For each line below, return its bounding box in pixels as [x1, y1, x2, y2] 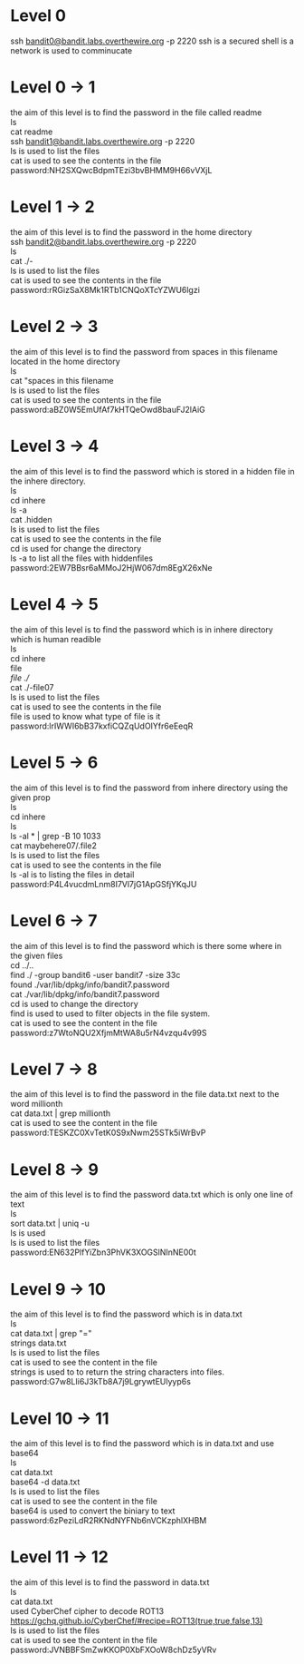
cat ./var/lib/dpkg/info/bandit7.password [10, 988, 160, 999]
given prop [10, 791, 51, 803]
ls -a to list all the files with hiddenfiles [10, 553, 153, 563]
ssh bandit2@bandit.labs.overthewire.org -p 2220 [10, 236, 197, 247]
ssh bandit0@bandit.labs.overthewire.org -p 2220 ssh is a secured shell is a [10, 35, 295, 46]
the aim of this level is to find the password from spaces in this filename [10, 346, 279, 357]
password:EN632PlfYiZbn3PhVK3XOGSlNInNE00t [10, 1247, 197, 1258]
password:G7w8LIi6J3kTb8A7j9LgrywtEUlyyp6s [10, 1376, 191, 1387]
